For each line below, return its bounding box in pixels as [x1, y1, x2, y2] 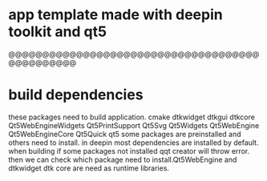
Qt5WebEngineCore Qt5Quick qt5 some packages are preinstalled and [8, 129, 242, 139]
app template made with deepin [8, 6, 223, 24]
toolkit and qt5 [8, 22, 107, 41]
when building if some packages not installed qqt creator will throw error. [8, 146, 250, 155]
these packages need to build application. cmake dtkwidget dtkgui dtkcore [8, 112, 255, 122]
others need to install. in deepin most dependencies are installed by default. [8, 138, 259, 147]
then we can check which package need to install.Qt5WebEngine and [8, 155, 237, 164]
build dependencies [8, 86, 144, 104]
